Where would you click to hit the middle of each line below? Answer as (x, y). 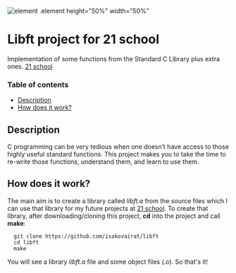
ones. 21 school (30, 66)
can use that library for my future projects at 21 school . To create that (108, 208)
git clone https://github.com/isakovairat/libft (86, 236)
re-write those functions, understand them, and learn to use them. (103, 162)
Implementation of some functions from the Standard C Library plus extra (114, 59)
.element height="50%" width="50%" (94, 11)
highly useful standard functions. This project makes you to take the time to (117, 154)
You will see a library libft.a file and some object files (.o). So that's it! (108, 262)
